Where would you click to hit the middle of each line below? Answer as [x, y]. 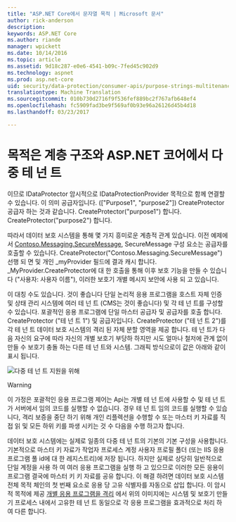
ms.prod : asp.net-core [40, 79]
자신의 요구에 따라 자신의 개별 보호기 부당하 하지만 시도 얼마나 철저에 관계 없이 [121, 338]
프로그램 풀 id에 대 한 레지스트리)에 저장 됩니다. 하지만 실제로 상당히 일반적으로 [115, 458]
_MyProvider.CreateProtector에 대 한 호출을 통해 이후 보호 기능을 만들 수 [108, 270]
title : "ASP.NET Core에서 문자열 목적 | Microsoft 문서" [86, 14]
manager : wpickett [34, 46]
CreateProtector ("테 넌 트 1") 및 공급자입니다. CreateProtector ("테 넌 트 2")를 [117, 321]
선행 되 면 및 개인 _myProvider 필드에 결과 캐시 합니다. [82, 261]
